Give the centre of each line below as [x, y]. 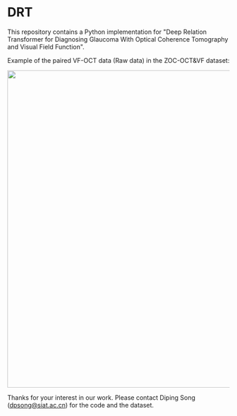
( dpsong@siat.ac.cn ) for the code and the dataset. [80, 405]
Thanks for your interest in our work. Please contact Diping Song [102, 397]
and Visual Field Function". [46, 47]
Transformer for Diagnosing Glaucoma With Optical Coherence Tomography [118, 39]
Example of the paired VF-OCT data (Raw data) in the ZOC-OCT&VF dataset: [119, 60]
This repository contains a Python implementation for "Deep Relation [107, 32]
